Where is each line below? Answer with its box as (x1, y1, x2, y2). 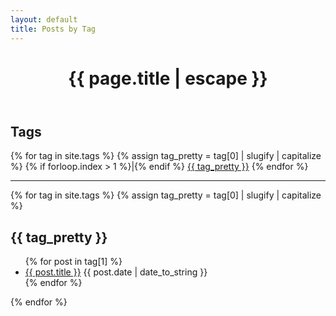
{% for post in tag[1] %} (24, 255, 123, 267)
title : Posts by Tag (10, 24, 97, 34)
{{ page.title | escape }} (68, 67, 268, 90)
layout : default (10, 14, 78, 25)
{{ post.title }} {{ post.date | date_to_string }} (24, 266, 208, 278)
